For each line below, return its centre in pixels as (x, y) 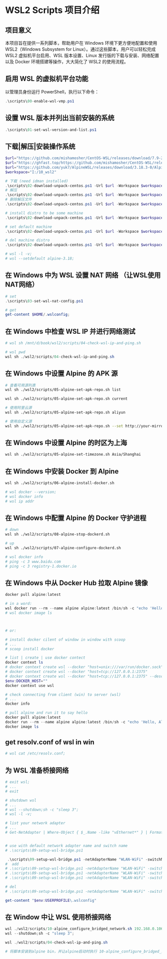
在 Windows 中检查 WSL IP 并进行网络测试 (70, 331)
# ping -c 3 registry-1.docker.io (41, 566)
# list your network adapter (35, 823)
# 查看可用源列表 (20, 385)
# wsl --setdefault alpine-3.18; (40, 259)
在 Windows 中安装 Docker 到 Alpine (62, 471)
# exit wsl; (17, 782)
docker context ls (24, 663)
